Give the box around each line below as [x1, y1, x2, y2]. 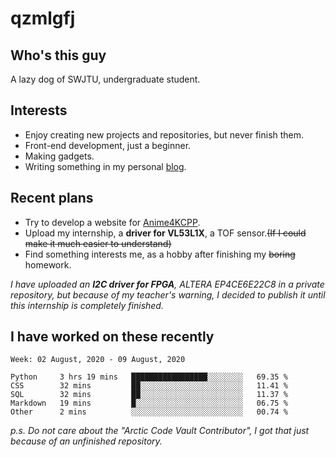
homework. [24, 258, 72, 271]
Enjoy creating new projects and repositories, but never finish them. [24, 128, 305, 141]
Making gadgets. [24, 150, 95, 162]
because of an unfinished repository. [10, 435, 163, 447]
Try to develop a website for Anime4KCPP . [24, 216, 201, 228]
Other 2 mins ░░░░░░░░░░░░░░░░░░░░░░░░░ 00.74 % [10, 407, 288, 417]
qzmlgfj [10, 7, 76, 30]
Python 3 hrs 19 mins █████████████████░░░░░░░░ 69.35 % [10, 372, 288, 382]
